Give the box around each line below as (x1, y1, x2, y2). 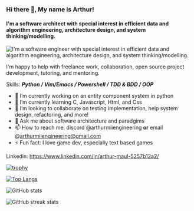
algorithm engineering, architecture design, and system (6, 26, 146, 33)
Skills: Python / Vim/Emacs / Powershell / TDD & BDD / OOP (6, 81, 154, 88)
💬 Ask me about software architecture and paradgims (14, 117, 145, 124)
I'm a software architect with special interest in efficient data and (6, 20, 169, 27)
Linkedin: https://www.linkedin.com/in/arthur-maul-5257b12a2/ (6, 153, 159, 160)
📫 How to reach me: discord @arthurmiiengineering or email (14, 124, 163, 131)
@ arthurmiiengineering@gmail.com (14, 133, 101, 140)
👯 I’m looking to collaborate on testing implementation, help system (14, 105, 178, 112)
